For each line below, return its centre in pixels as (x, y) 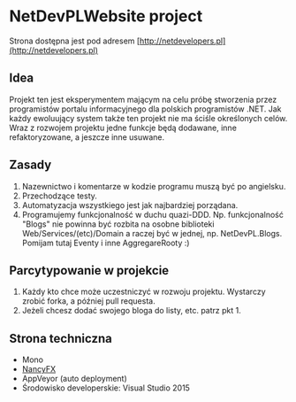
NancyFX (38, 369)
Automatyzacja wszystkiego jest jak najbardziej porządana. (130, 205)
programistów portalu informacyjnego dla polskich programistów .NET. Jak (145, 109)
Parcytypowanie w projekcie (89, 271)
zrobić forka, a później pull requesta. (89, 301)
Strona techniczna (61, 338)
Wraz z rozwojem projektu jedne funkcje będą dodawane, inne (123, 128)
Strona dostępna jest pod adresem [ (75, 41)
